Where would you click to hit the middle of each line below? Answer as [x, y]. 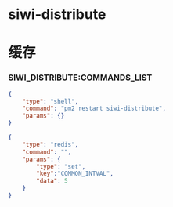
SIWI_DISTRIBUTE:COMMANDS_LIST [80, 78]
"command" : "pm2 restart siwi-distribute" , [94, 109]
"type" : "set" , [61, 166]
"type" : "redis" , [50, 144]
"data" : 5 [52, 181]
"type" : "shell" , [50, 101]
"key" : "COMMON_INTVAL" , [75, 174]
